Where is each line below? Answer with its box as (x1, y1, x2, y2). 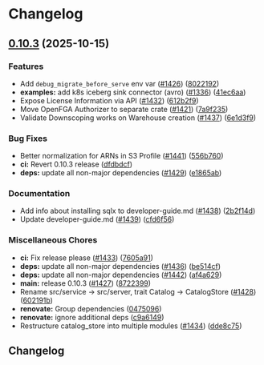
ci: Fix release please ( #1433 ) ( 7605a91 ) (19, 253, 154, 263)
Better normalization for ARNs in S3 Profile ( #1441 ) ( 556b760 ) (19, 151, 224, 161)
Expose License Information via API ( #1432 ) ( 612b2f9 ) (19, 95, 199, 105)
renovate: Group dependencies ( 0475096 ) (19, 303, 162, 313)
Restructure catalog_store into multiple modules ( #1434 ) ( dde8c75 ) (19, 321, 242, 331)
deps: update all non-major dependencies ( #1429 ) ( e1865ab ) (19, 168, 222, 178)
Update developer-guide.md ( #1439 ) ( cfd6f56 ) (19, 215, 175, 224)
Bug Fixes (8, 133, 48, 144)
